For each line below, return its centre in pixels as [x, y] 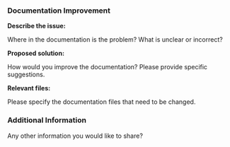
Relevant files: [29, 88]
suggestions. [26, 75]
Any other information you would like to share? [75, 136]
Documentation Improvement [59, 11]
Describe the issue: [36, 26]
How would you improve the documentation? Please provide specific [107, 67]
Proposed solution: [36, 53]
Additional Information [47, 120]
